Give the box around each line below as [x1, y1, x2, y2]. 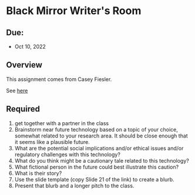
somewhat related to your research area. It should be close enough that [14, 132, 188, 139]
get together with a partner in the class [14, 119, 109, 127]
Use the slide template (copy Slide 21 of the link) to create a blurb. [14, 176, 174, 183]
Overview [6, 60, 43, 70]
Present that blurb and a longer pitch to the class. [14, 182, 135, 189]
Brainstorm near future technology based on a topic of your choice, [14, 126, 178, 133]
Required [6, 104, 40, 114]
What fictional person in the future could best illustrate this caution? [14, 163, 179, 170]
